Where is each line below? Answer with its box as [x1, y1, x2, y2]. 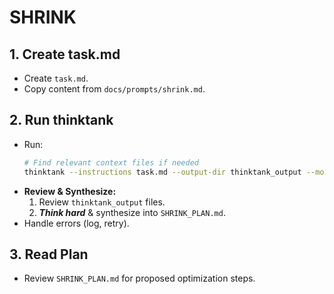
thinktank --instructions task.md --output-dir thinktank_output [23, 167, 302, 177]
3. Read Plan [9, 246, 89, 263]
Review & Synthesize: [23, 185, 117, 197]
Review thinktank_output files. [38, 196, 166, 208]
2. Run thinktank [9, 112, 114, 129]
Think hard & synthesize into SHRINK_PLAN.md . [38, 206, 226, 218]
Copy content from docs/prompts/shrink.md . [23, 83, 206, 95]
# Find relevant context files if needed [23, 157, 199, 168]
